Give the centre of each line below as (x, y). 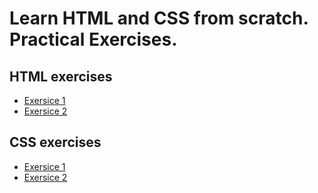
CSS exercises (55, 142)
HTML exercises (61, 76)
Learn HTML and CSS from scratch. (159, 18)
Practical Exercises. (93, 39)
